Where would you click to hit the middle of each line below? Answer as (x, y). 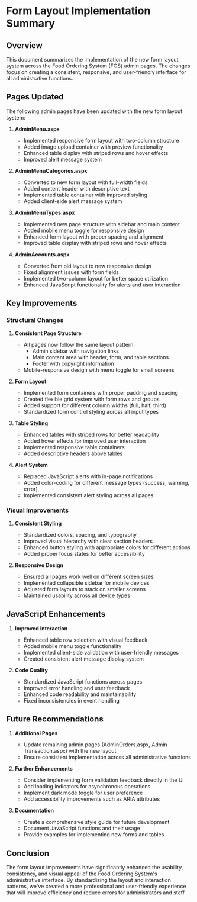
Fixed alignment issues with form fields (71, 272)
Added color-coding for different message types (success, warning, (106, 482)
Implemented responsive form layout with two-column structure (101, 140)
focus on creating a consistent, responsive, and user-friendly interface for (96, 72)
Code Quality (31, 670)
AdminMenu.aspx (37, 129)
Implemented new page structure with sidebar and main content (102, 224)
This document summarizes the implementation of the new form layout (92, 59)
